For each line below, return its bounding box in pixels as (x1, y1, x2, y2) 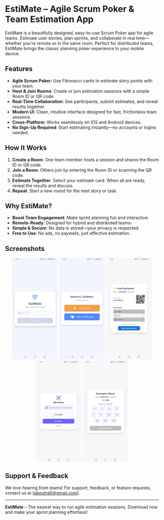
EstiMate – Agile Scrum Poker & (5, 3, 135, 15)
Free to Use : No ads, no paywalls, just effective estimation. (12, 230, 131, 236)
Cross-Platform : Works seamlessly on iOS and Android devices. (12, 119, 142, 125)
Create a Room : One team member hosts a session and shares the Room (12, 157, 159, 162)
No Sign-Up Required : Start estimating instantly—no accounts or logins (12, 124, 156, 130)
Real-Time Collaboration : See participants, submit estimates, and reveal (12, 99, 158, 104)
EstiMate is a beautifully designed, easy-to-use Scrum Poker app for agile (5, 30, 154, 36)
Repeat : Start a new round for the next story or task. (12, 188, 118, 194)
